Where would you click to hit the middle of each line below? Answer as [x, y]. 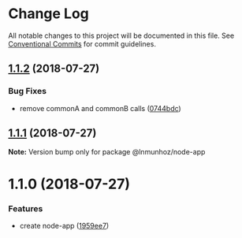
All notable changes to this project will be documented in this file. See [121, 35]
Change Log [48, 14]
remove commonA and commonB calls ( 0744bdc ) [100, 108]
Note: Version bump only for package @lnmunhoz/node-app [107, 152]
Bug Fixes [28, 91]
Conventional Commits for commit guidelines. [82, 43]
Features [26, 208]
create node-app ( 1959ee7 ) [64, 225]
